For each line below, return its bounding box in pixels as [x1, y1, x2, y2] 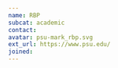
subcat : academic [8, 19, 65, 27]
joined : [8, 48, 34, 55]
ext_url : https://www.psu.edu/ [8, 41, 111, 48]
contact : [8, 26, 37, 34]
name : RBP [8, 11, 41, 20]
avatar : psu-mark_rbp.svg [8, 33, 93, 41]
